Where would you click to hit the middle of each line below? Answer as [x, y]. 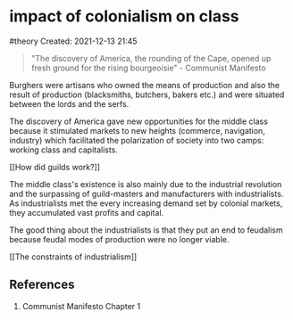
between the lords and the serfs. [69, 103]
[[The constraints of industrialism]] [73, 257]
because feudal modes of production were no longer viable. [119, 239]
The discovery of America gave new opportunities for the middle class [138, 121]
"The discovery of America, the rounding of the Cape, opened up [151, 58]
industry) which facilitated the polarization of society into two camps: [137, 140]
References [42, 285]
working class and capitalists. [64, 150]
